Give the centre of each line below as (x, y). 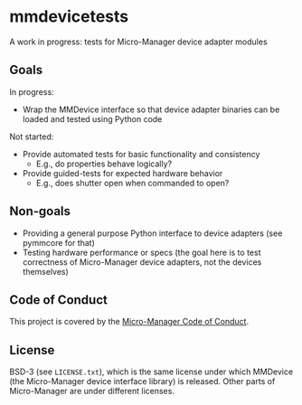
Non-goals (40, 211)
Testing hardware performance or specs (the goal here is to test (142, 252)
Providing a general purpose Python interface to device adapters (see (152, 233)
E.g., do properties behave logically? (104, 164)
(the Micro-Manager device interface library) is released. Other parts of (142, 381)
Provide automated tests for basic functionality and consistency (141, 154)
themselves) (46, 271)
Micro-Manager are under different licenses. (92, 391)
